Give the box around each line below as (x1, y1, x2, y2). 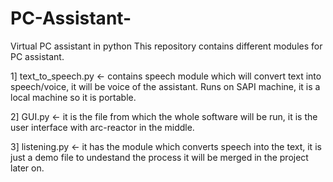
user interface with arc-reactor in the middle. (10, 121, 195, 133)
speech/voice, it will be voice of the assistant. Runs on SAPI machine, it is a (10, 80, 321, 92)
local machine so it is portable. (10, 91, 137, 103)
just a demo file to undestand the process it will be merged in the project (10, 151, 309, 163)
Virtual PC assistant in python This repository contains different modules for (10, 40, 323, 52)
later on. (10, 162, 45, 174)
